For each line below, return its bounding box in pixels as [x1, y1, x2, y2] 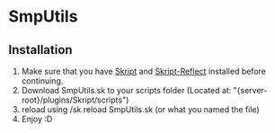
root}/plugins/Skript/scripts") [21, 94, 129, 105]
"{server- [233, 85, 268, 95]
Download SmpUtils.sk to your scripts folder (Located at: [21, 85, 232, 95]
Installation [8, 42, 73, 58]
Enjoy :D [21, 114, 53, 124]
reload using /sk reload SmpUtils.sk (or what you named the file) [21, 104, 260, 114]
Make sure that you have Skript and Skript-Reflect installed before [21, 66, 266, 76]
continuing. [21, 75, 64, 86]
